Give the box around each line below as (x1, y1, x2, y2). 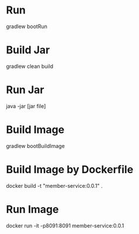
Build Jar (6, 43, 50, 57)
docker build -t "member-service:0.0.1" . (6, 182, 103, 189)
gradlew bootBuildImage (6, 142, 65, 149)
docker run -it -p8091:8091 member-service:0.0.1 (6, 222, 124, 229)
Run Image (6, 202, 59, 216)
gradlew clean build (6, 63, 54, 70)
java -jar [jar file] (6, 102, 46, 109)
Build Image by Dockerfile (6, 163, 134, 176)
